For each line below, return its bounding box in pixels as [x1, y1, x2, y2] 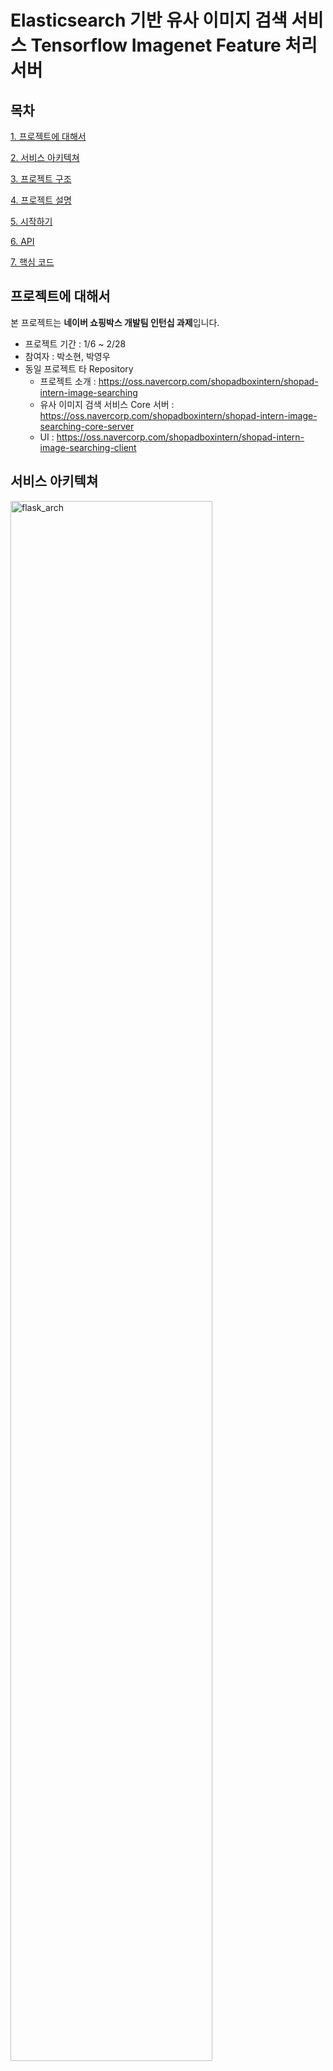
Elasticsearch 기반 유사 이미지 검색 [10, 9, 288, 32]
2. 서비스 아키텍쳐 [10, 152, 80, 163]
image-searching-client [39, 441, 137, 453]
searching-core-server [39, 420, 135, 432]
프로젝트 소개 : [39, 375, 97, 387]
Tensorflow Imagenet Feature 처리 [30, 34, 318, 57]
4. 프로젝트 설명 [10, 194, 72, 206]
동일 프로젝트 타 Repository [24, 362, 134, 375]
